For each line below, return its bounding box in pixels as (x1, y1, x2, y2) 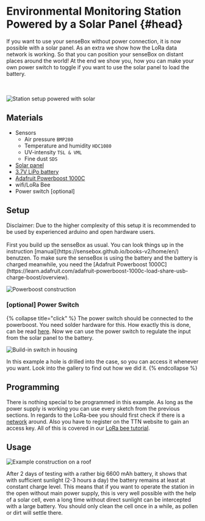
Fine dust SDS (24, 155, 58, 162)
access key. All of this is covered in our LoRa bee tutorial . (6, 424, 151, 432)
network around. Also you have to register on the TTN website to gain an (6, 418, 189, 425)
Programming (6, 382, 60, 392)
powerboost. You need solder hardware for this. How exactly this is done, (6, 321, 191, 328)
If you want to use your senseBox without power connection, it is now (6, 37, 181, 45)
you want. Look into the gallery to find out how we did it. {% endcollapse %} (6, 364, 198, 372)
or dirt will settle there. (6, 509, 63, 517)
